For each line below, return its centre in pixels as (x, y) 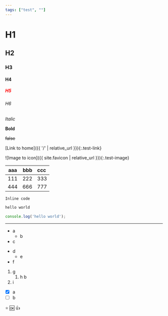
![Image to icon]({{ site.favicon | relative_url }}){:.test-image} (67, 158)
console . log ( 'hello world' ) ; (35, 217)
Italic (10, 119)
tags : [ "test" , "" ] (25, 10)
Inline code (17, 199)
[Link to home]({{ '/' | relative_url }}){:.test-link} (53, 148)
